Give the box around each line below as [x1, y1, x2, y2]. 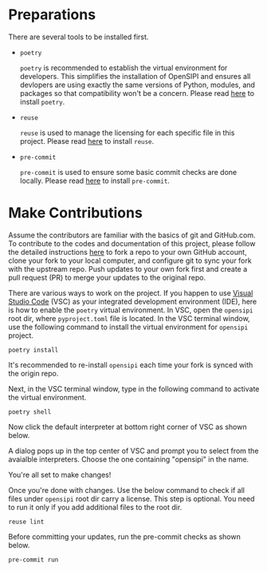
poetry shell [8, 407, 52, 416]
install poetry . [19, 97, 65, 106]
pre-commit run [8, 555, 59, 564]
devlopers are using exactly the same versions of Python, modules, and [19, 80, 255, 89]
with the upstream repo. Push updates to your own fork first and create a [8, 264, 248, 273]
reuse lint [8, 518, 45, 526]
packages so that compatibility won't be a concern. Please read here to [19, 88, 255, 97]
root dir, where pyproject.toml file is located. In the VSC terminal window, [8, 313, 250, 323]
